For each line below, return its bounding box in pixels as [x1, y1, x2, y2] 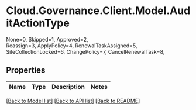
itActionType [6, 16, 70, 30]
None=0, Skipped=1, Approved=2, [6, 36, 89, 43]
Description [51, 82, 85, 91]
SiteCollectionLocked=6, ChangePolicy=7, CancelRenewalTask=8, [6, 48, 165, 55]
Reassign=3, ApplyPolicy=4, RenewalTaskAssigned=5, [6, 42, 137, 49]
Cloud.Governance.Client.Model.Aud [6, 4, 191, 18]
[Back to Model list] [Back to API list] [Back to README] [6, 97, 140, 104]
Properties [6, 66, 46, 75]
